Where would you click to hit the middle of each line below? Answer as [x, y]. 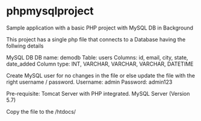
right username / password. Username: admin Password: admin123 [89, 82]
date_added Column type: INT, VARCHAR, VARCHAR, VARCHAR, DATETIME [100, 64]
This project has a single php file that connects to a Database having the [96, 39]
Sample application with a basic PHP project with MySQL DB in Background [100, 28]
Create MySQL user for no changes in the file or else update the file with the [101, 75]
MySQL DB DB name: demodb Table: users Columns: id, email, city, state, [97, 57]
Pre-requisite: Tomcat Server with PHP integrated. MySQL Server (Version [98, 93]
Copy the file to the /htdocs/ [41, 111]
